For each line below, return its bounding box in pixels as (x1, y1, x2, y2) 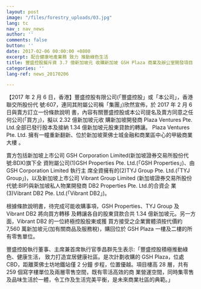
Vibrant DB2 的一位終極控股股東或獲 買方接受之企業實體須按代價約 (16, 218, 183, 225)
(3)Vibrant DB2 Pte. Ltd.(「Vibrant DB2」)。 (6, 190, 110, 197)
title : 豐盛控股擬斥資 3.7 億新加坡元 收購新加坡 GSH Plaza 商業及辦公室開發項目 (6, 59, 193, 65)
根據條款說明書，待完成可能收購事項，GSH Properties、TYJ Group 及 (6, 202, 180, 210)
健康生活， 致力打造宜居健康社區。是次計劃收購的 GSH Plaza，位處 (16, 253, 185, 261)
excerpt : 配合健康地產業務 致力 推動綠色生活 (6, 54, 109, 60)
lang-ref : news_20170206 (6, 71, 69, 77)
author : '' (6, 32, 34, 38)
